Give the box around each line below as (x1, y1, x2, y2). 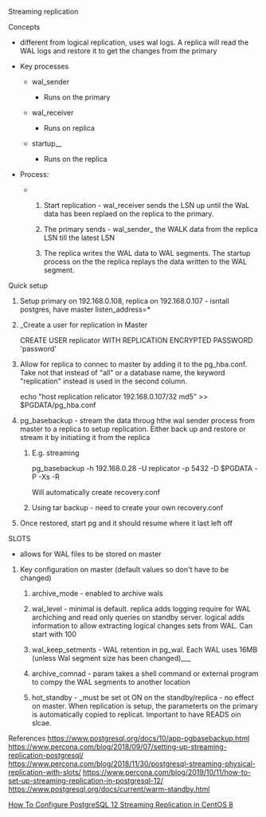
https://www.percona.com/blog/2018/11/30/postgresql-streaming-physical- (8, 759, 256, 768)
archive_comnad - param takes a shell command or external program (31, 669, 259, 678)
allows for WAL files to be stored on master (19, 549, 162, 559)
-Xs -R (38, 472, 60, 481)
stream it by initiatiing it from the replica (19, 433, 151, 442)
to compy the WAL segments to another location (31, 678, 191, 686)
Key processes (19, 61, 69, 71)
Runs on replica (43, 124, 96, 132)
